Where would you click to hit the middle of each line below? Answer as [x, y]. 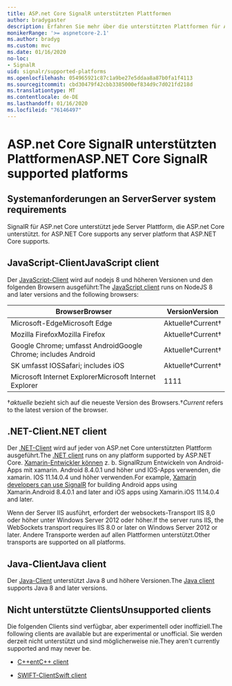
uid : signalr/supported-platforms [57, 71]
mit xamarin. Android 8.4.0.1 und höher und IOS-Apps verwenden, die [122, 470]
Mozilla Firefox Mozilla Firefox [58, 334]
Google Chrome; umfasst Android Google [77, 345]
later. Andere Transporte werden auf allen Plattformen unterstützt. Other [109, 535]
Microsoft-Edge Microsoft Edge [61, 323]
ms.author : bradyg [33, 39]
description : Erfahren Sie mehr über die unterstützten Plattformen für [114, 26]
